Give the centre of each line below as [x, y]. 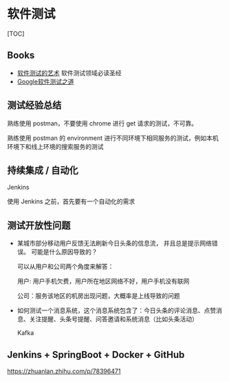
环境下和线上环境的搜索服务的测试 [55, 146]
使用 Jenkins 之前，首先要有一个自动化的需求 [71, 201]
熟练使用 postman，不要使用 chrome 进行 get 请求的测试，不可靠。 [102, 123]
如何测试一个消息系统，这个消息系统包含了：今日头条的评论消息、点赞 [117, 310]
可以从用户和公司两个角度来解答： [65, 267]
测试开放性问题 [39, 225]
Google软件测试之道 [45, 81]
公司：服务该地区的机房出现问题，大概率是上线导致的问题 [98, 296]
